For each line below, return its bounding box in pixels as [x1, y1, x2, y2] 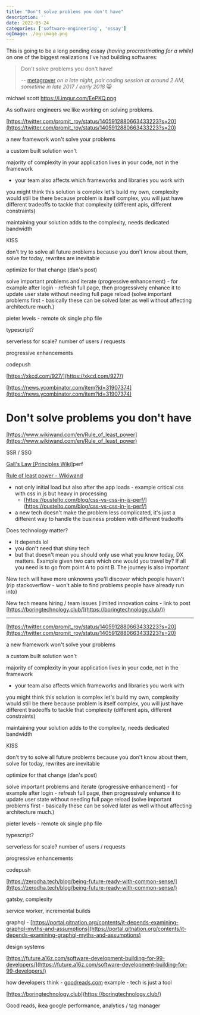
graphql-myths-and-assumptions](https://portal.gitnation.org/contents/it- [6, 925, 186, 933]
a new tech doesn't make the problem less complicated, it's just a [14, 509, 176, 516]
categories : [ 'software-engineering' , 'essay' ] [6, 25, 127, 32]
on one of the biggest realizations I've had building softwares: [6, 54, 158, 61]
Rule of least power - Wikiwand [6, 472, 83, 479]
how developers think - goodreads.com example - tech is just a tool [6, 979, 172, 986]
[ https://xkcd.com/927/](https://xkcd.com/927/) [6, 372, 124, 380]
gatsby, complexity [6, 896, 53, 903]
